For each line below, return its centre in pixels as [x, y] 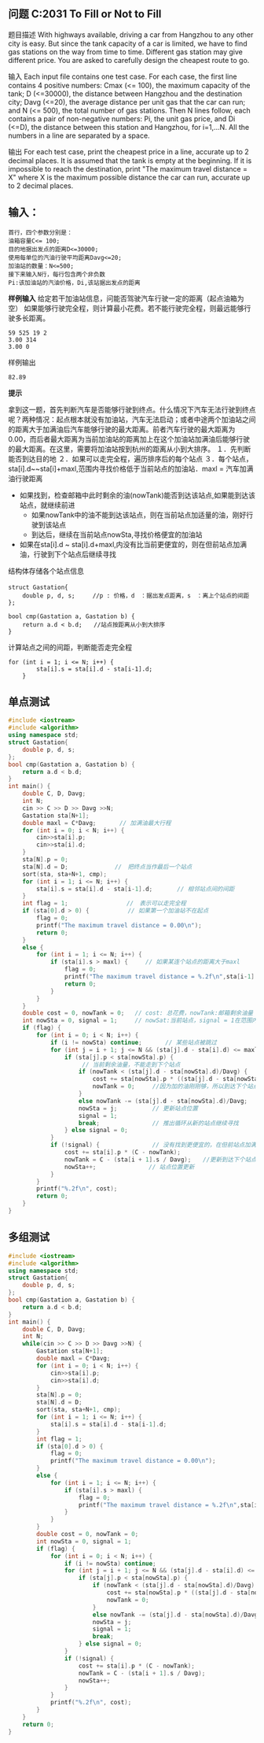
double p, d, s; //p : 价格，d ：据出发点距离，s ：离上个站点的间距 [136, 596]
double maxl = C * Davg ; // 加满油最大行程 [97, 823]
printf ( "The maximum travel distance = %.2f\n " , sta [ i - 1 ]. [161, 977]
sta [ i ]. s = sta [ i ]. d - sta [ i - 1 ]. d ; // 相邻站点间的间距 [136, 889]
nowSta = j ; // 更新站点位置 [138, 1108]
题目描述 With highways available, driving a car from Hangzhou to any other [131, 35]
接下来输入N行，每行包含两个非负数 [57, 274]
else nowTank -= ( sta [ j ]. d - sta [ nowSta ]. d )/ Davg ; [163, 1101]
